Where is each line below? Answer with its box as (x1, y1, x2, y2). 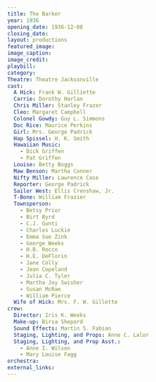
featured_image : (7, 43, 55, 50)
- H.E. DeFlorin (20, 253, 68, 260)
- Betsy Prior (20, 207, 61, 214)
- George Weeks (20, 240, 65, 247)
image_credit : (7, 56, 49, 63)
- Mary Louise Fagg (20, 351, 77, 358)
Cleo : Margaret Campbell (13, 109, 86, 116)
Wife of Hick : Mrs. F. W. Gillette (13, 299, 118, 306)
